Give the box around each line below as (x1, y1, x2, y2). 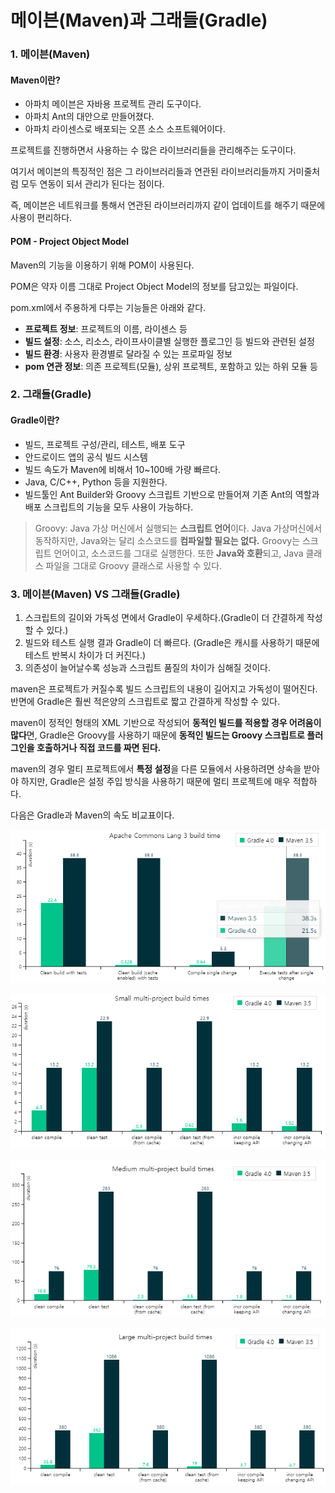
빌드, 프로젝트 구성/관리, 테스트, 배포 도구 (24, 438, 186, 450)
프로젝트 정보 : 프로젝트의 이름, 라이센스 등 (24, 322, 188, 335)
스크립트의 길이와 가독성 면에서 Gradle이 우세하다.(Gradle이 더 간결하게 (24, 611, 305, 623)
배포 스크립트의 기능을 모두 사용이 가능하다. (24, 501, 194, 513)
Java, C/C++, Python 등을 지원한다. (24, 476, 168, 488)
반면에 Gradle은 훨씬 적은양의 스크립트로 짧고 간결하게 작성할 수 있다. (10, 695, 280, 707)
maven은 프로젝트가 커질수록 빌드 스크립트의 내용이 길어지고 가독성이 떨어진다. (10, 682, 318, 695)
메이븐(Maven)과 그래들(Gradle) (10, 9, 268, 32)
